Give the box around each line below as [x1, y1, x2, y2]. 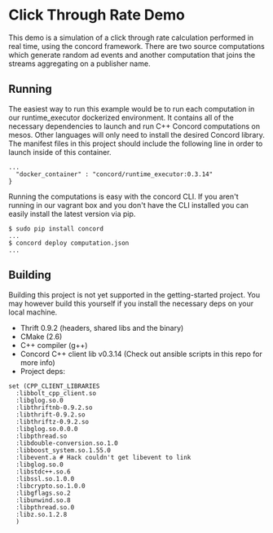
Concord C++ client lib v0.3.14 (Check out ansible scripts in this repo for [20, 349, 262, 359]
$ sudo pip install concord [8, 224, 104, 233]
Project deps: [20, 366, 65, 376]
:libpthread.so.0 [15, 503, 75, 511]
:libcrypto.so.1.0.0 [15, 482, 86, 490]
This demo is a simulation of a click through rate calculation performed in [8, 33, 254, 42]
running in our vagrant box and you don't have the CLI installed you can [8, 200, 249, 209]
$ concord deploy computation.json [8, 239, 130, 247]
